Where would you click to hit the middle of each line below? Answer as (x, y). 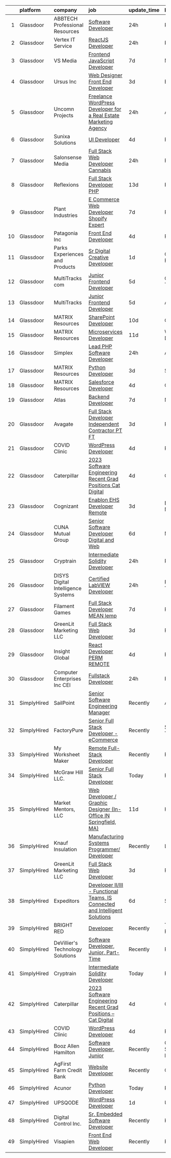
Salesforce (101, 382)
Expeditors (67, 901)
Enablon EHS (104, 500)
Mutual (62, 533)
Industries (66, 215)
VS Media (65, 61)
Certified (99, 579)
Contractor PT (105, 431)
